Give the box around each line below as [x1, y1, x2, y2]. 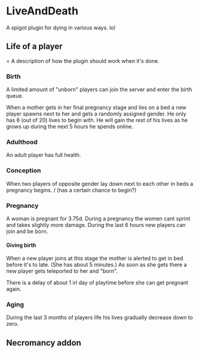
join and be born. [6, 228, 48, 235]
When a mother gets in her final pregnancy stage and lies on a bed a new [6, 104, 186, 111]
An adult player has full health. [6, 152, 81, 159]
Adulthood [6, 138, 38, 146]
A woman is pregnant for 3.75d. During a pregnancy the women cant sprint [6, 214, 191, 222]
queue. [6, 92, 24, 99]
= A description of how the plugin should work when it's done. [6, 57, 160, 64]
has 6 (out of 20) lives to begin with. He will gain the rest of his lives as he [6, 117, 188, 124]
